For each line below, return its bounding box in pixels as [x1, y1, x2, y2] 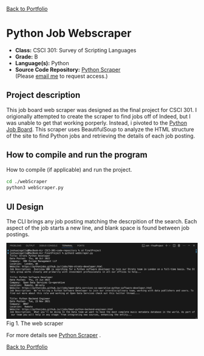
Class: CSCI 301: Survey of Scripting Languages [15, 46, 137, 54]
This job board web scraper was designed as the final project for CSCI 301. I [6, 106, 197, 113]
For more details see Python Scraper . [6, 332, 101, 339]
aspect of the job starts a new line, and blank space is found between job [6, 225, 189, 232]
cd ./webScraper [6, 178, 47, 184]
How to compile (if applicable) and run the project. [6, 166, 132, 173]
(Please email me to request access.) [15, 72, 108, 80]
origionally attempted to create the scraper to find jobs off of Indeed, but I [6, 113, 191, 120]
